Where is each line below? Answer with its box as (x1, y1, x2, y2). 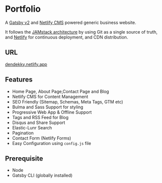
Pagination (12, 130, 34, 136)
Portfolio (5, 3, 41, 15)
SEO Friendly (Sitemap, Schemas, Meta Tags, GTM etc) (12, 99, 123, 104)
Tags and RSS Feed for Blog (12, 114, 69, 120)
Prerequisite (5, 154, 43, 163)
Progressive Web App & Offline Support (12, 109, 92, 115)
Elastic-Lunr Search (12, 124, 52, 130)
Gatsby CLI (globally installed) (12, 172, 73, 179)
